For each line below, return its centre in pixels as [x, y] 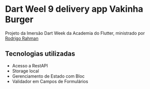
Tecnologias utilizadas [40, 54]
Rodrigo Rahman [22, 38]
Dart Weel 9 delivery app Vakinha [74, 9]
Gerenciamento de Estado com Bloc [48, 76]
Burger [19, 19]
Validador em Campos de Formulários [50, 81]
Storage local [25, 71]
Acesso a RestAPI [30, 65]
